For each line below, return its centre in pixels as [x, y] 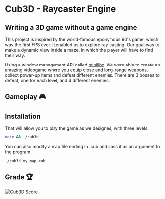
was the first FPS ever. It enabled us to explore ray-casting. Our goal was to [82, 45]
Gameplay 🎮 [26, 97]
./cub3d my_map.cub [25, 161]
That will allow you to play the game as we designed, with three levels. [77, 128]
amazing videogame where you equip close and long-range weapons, [77, 70]
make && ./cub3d [22, 137]
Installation [23, 116]
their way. [15, 55]
